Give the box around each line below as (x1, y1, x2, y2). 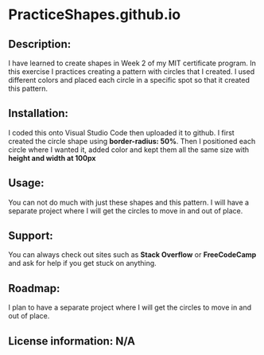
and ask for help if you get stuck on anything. (8, 259, 157, 268)
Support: (8, 229, 53, 243)
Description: (8, 37, 72, 51)
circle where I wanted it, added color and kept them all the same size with (8, 145, 250, 154)
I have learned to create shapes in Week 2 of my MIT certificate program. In (8, 58, 256, 68)
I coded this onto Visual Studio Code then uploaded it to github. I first (8, 127, 235, 137)
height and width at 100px (8, 153, 96, 162)
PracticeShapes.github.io (8, 6, 181, 24)
